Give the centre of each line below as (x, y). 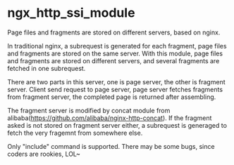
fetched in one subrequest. (47, 68)
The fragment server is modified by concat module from (89, 110)
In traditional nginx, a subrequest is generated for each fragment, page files (117, 46)
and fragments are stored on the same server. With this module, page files (115, 53)
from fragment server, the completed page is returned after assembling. (112, 97)
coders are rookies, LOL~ (44, 154)
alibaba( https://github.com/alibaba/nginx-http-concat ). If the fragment (110, 118)
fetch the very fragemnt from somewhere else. (75, 133)
